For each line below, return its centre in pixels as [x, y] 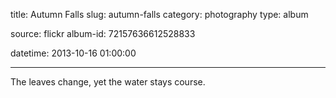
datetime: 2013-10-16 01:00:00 [73, 53]
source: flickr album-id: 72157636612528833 [103, 33]
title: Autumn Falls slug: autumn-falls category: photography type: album [159, 14]
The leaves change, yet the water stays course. [108, 82]
